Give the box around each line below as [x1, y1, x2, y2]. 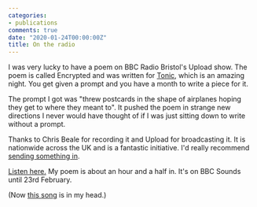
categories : [8, 11, 47, 20]
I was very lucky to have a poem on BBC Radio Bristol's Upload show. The [8, 62, 248, 72]
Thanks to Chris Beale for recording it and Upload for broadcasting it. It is [8, 135, 246, 144]
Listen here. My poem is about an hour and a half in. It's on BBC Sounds [8, 167, 241, 176]
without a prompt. [8, 120, 66, 129]
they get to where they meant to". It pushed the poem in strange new [8, 103, 231, 113]
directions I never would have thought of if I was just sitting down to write [8, 111, 246, 120]
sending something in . [8, 151, 80, 161]
